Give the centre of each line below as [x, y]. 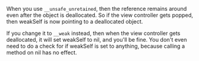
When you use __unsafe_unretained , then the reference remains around [97, 9]
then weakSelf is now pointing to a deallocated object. [75, 21]
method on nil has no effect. [42, 53]
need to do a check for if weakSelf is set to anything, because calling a [96, 46]
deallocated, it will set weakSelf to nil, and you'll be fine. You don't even [97, 40]
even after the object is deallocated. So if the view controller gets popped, [100, 15]
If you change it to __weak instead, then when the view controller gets [93, 33]
